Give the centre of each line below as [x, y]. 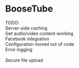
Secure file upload [24, 60]
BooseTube [29, 9]
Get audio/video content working [39, 33]
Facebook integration [27, 39]
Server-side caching [26, 28]
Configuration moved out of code [40, 44]
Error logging [19, 49]
